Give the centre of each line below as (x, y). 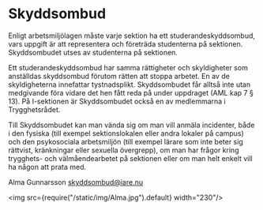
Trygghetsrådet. (34, 109)
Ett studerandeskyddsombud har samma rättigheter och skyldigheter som (128, 67)
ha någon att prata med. (47, 167)
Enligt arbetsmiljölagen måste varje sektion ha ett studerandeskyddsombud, (131, 36)
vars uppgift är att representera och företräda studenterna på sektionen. (126, 43)
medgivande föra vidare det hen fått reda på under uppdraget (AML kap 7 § (131, 92)
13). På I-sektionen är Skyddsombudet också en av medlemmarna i (117, 101)
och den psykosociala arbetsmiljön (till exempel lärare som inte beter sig (126, 141)
